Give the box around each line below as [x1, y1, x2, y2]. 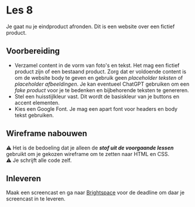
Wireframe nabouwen [6, 128, 88, 138]
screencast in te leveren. [6, 195, 66, 202]
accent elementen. [14, 99, 60, 106]
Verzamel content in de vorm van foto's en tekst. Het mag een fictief [14, 62, 180, 69]
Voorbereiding [6, 46, 60, 56]
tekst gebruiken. [14, 111, 54, 118]
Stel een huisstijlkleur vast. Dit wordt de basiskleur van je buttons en [14, 93, 180, 100]
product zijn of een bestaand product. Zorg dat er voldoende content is [14, 68, 186, 75]
